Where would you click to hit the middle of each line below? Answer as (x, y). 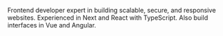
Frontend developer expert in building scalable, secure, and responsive (111, 10)
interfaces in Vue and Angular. (52, 25)
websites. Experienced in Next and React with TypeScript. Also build (108, 18)
